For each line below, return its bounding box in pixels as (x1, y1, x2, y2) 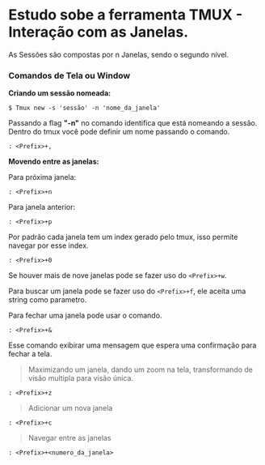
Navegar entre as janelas (27, 433, 111, 443)
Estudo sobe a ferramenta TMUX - (8, 6, 243, 24)
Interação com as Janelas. (8, 23, 189, 41)
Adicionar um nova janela (27, 403, 113, 413)
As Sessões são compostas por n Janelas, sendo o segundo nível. (8, 49, 229, 59)
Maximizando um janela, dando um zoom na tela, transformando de (27, 365, 253, 374)
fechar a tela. (8, 349, 53, 359)
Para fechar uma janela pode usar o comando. (8, 310, 162, 321)
